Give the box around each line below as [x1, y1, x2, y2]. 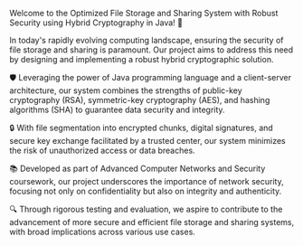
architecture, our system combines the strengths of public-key [9, 85, 242, 96]
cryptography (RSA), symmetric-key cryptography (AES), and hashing [9, 95, 270, 105]
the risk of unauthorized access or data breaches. [9, 145, 196, 156]
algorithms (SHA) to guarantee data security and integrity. [9, 104, 225, 115]
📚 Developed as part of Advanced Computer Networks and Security [9, 163, 266, 174]
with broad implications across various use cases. [9, 226, 196, 237]
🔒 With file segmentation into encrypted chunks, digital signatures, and [9, 122, 273, 133]
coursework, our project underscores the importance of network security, [9, 176, 284, 186]
